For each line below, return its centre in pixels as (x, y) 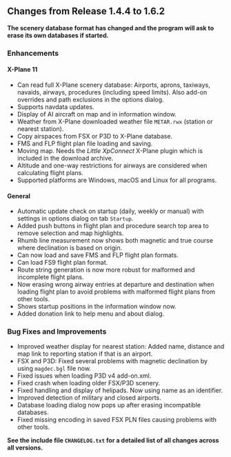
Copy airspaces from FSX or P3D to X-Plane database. (95, 136)
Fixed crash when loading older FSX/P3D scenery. (89, 383)
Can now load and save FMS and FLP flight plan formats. (98, 255)
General (19, 196)
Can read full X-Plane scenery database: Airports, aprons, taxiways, (113, 85)
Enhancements (33, 53)
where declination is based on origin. (70, 248)
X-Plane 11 (22, 70)
